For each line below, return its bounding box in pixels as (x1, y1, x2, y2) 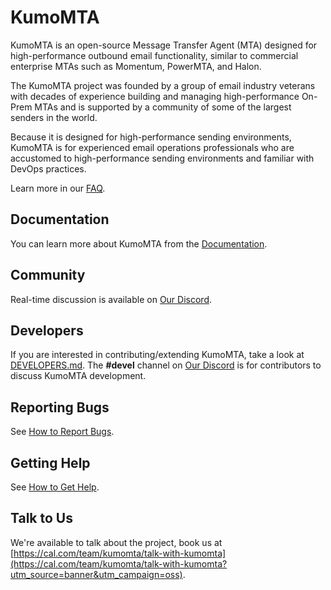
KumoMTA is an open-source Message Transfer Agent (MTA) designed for (10, 39, 318, 51)
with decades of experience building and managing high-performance (10, 90, 300, 102)
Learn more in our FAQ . (10, 182, 106, 194)
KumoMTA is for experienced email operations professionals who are (10, 141, 295, 153)
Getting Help (10, 454, 91, 471)
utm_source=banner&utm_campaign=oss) (10, 568, 183, 580)
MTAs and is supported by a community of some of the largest (34, 101, 292, 113)
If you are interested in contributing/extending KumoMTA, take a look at (10, 349, 305, 361)
